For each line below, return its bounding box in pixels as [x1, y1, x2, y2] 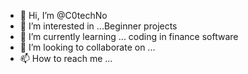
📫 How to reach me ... [19, 53, 113, 64]
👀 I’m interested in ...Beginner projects [19, 20, 178, 32]
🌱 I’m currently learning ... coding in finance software [19, 31, 239, 42]
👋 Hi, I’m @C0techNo [19, 10, 108, 21]
